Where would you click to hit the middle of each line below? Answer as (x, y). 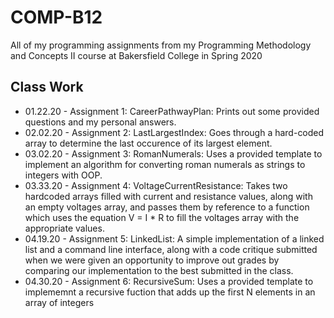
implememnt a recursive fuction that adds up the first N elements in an (170, 292)
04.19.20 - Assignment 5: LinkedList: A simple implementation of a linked (174, 238)
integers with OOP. (63, 175)
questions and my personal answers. (100, 122)
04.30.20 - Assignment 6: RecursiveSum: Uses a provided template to (169, 281)
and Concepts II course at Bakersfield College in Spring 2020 (136, 55)
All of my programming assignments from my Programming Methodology (161, 45)
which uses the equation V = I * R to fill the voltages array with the (162, 217)
